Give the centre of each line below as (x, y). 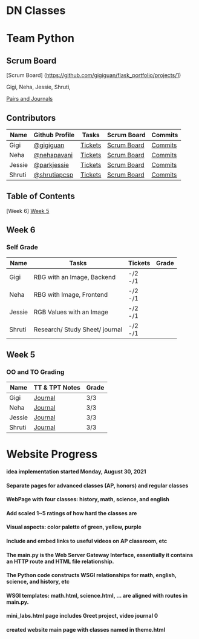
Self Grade (22, 248)
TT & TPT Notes (57, 388)
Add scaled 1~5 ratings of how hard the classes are (72, 513)
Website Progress (52, 454)
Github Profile (54, 135)
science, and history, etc (38, 582)
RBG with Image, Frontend (70, 294)
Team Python (40, 39)
